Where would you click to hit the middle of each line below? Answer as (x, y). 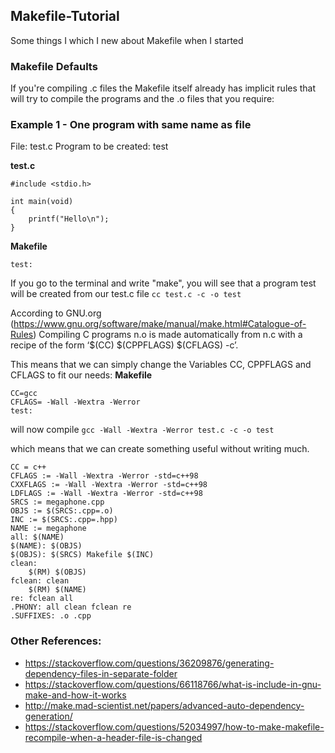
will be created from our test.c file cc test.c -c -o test (126, 294)
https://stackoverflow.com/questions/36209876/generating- (149, 663)
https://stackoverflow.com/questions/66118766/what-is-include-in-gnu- (173, 684)
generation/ (48, 716)
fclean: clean (40, 581)
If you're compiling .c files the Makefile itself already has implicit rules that (163, 88)
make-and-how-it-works (75, 695)
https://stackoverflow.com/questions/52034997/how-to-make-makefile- (174, 726)
